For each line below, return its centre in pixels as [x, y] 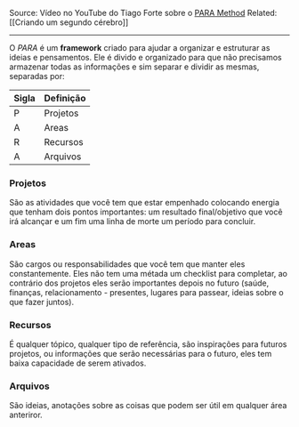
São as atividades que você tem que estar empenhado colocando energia [145, 203]
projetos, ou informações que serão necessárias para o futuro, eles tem [141, 353]
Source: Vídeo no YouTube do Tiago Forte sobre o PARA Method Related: [143, 13]
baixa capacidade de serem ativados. [78, 363]
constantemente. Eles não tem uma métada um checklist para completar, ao [148, 273]
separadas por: [37, 76]
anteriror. [26, 415]
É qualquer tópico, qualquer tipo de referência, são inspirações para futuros [148, 344]
